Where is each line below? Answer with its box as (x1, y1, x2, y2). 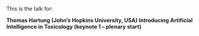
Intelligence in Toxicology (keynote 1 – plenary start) (6, 23, 142, 30)
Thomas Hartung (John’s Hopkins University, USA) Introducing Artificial (6, 17, 193, 23)
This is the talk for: (6, 5, 53, 12)
